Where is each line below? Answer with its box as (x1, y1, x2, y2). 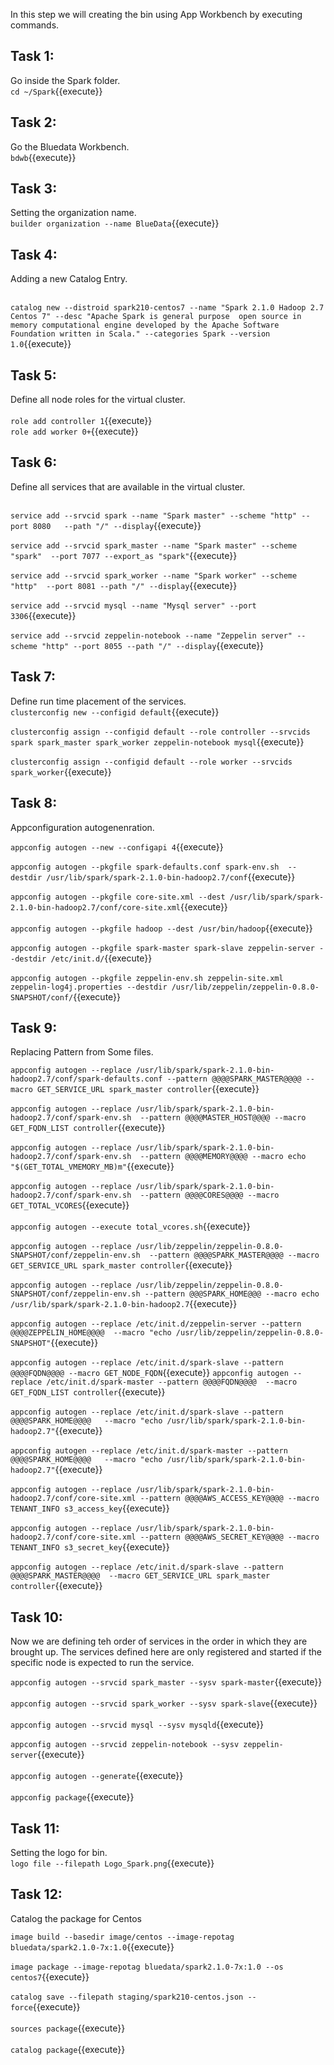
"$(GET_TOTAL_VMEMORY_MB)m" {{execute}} (10, 1160, 175, 1173)
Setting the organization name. (10, 207, 137, 219)
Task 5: (10, 367, 57, 384)
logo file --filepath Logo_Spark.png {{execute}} (10, 1857, 215, 1869)
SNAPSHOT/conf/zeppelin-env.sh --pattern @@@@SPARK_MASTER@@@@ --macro (10, 1250, 320, 1261)
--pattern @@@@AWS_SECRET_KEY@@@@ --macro (139, 1532, 320, 1543)
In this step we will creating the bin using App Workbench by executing (10, 9, 303, 20)
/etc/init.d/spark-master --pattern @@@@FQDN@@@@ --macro (46, 1377, 298, 1388)
